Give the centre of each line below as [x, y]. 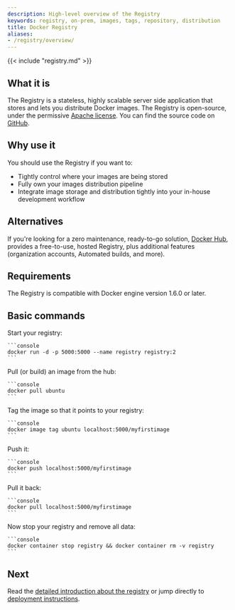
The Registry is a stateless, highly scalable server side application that [110, 100]
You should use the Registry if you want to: [70, 162]
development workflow [51, 199]
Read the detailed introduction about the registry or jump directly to [106, 591]
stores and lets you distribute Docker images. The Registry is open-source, [117, 108]
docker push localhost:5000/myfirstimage [70, 469]
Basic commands [46, 315]
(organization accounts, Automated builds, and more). [86, 254]
